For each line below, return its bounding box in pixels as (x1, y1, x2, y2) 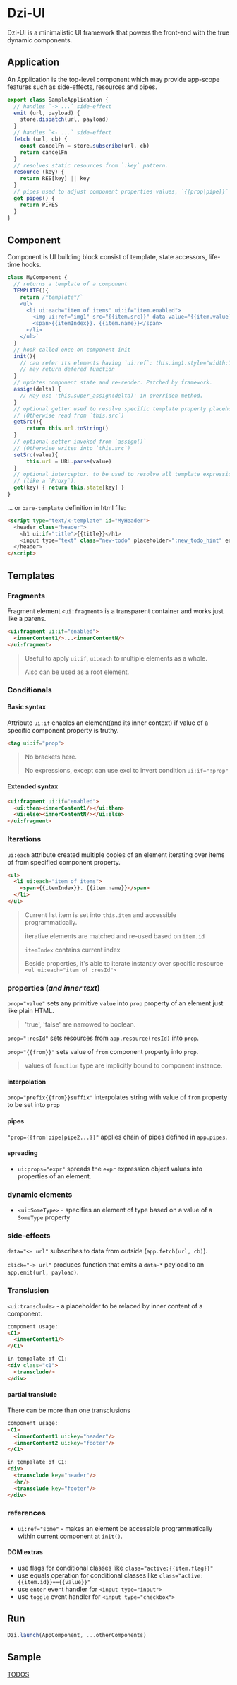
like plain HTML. (7, 1007, 54, 1015)
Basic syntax (7, 703, 47, 711)
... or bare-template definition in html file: (7, 503, 126, 512)
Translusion (7, 1286, 49, 1296)
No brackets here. (24, 752, 78, 761)
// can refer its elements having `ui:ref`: (20, 359, 153, 367)
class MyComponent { (7, 274, 68, 281)
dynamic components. (7, 35, 73, 44)
